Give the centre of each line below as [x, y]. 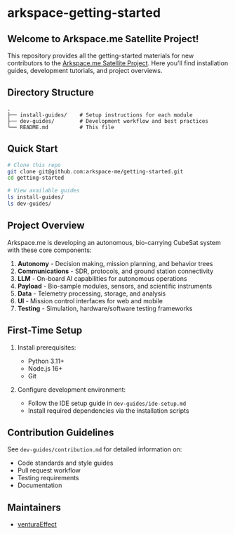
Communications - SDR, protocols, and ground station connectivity [115, 271]
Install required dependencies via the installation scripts [108, 410]
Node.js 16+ [45, 368]
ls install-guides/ [36, 197]
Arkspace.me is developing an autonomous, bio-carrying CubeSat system [114, 242]
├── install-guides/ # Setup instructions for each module [100, 115]
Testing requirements [48, 478]
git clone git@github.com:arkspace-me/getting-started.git [95, 171]
